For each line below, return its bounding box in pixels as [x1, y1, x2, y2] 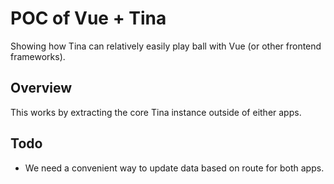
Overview [10, 80, 73, 97]
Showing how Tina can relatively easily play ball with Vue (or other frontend [10, 40, 322, 52]
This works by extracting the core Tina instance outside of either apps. [10, 106, 302, 118]
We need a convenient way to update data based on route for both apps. [24, 162, 325, 174]
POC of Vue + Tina [10, 7, 167, 30]
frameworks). [10, 50, 66, 62]
